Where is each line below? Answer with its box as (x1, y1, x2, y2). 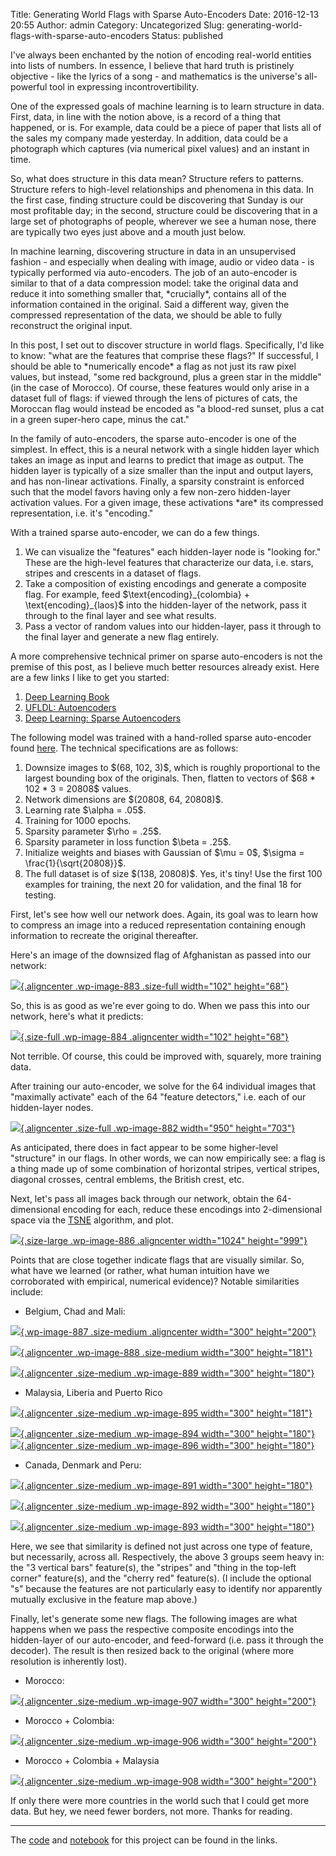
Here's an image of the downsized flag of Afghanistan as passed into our (10, 949, 312, 961)
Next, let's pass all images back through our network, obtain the (10, 1193, 275, 1204)
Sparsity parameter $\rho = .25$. (24, 825, 162, 837)
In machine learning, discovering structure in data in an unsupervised (10, 245, 296, 257)
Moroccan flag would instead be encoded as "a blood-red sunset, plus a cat (10, 403, 325, 414)
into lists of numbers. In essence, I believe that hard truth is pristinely (10, 60, 295, 71)
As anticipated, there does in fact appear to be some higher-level (10, 1142, 278, 1153)
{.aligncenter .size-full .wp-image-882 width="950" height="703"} (20, 1122, 296, 1134)
